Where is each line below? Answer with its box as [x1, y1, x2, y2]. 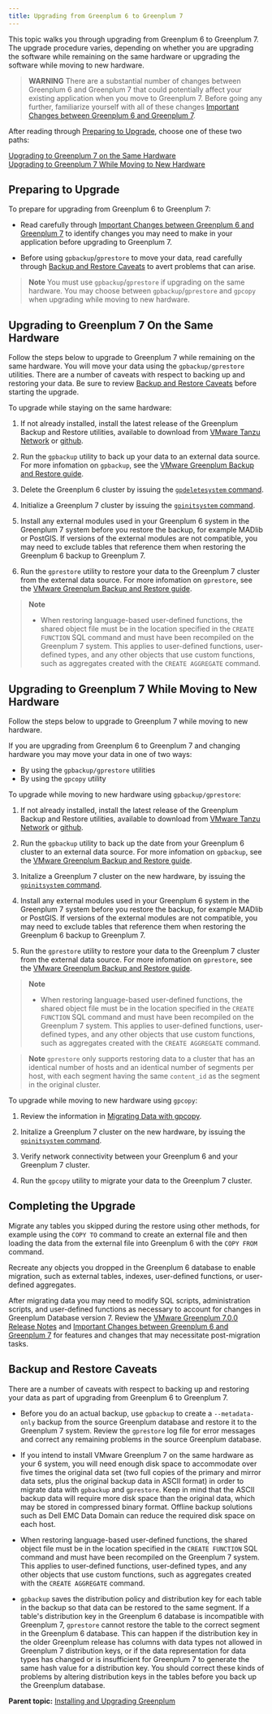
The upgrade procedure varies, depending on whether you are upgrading [8, 42, 254, 53]
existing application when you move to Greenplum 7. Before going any [28, 93, 262, 102]
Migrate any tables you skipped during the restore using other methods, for [8, 1220, 260, 1230]
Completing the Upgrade [8, 1199, 136, 1213]
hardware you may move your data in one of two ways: [8, 750, 192, 759]
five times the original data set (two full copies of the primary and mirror [19, 1467, 261, 1477]
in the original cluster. [28, 1080, 101, 1090]
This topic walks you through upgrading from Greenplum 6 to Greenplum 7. [8, 34, 259, 44]
